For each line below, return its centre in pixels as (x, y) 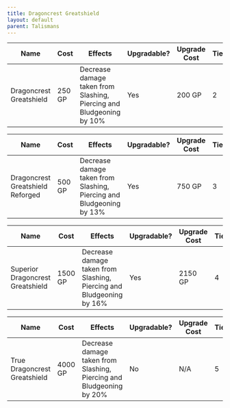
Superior (25, 269)
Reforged (26, 195)
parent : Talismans (33, 26)
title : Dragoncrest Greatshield (53, 13)
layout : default (30, 20)
